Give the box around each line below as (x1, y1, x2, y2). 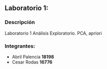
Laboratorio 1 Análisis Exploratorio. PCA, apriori (4, 30, 102, 36)
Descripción (4, 19, 35, 26)
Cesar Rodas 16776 (11, 59, 53, 65)
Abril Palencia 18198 (11, 54, 54, 60)
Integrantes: (4, 42, 35, 49)
